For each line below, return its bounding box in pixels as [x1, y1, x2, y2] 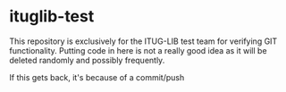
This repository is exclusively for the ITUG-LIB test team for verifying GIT [9, 36, 278, 46]
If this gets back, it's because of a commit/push [9, 71, 185, 82]
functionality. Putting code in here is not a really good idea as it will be [9, 45, 267, 55]
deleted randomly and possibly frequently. [9, 54, 165, 65]
